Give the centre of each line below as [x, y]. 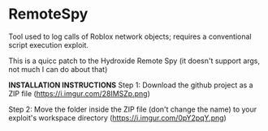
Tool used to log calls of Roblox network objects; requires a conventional [130, 36]
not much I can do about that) [58, 69]
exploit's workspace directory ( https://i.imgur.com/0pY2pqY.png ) [118, 117]
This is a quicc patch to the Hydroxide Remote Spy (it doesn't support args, [134, 61]
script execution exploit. [49, 44]
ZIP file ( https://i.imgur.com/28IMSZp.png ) [79, 93]
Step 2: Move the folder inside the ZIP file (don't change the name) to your [133, 109]
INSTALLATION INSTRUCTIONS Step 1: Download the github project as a [131, 85]
